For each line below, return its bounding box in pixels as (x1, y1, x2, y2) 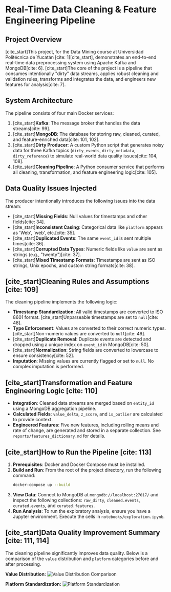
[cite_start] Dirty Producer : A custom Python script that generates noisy (12, 141, 164, 148)
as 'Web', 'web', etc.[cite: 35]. (12, 229, 76, 236)
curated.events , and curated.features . (12, 503, 95, 509)
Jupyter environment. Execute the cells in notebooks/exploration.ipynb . (12, 513, 165, 519)
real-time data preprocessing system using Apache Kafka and (5, 60, 136, 65)
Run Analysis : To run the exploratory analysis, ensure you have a (12, 508, 151, 514)
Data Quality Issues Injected (5, 184, 97, 193)
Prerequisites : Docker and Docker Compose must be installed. (12, 461, 146, 468)
